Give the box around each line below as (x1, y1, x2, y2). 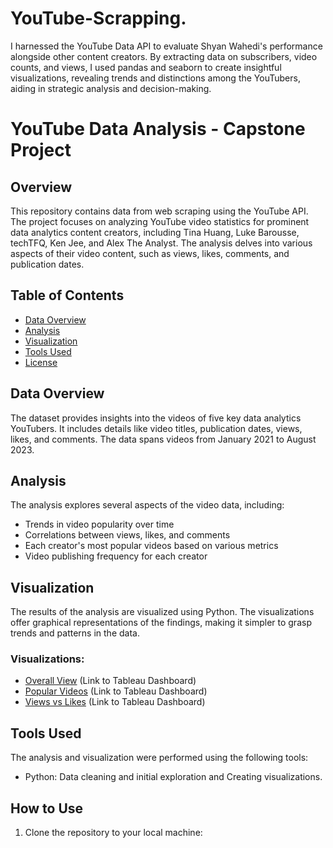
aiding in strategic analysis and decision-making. (10, 82, 212, 94)
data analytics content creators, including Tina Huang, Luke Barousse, (10, 226, 300, 238)
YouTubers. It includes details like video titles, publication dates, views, (10, 422, 303, 434)
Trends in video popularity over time (24, 518, 175, 531)
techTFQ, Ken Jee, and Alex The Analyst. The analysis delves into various (10, 237, 313, 249)
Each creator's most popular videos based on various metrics (24, 540, 279, 552)
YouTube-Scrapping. (10, 7, 187, 30)
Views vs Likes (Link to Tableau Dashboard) (24, 696, 206, 708)
